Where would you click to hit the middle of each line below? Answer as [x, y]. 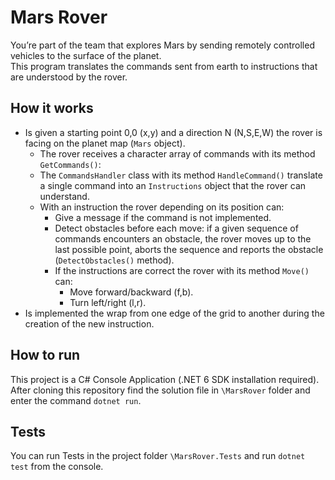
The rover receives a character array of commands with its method [177, 153]
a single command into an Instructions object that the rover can [173, 185]
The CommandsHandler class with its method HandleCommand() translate [181, 175]
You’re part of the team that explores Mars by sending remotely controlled [162, 45]
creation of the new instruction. [89, 323]
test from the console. [57, 467]
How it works [52, 108]
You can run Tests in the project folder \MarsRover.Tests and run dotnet [158, 456]
